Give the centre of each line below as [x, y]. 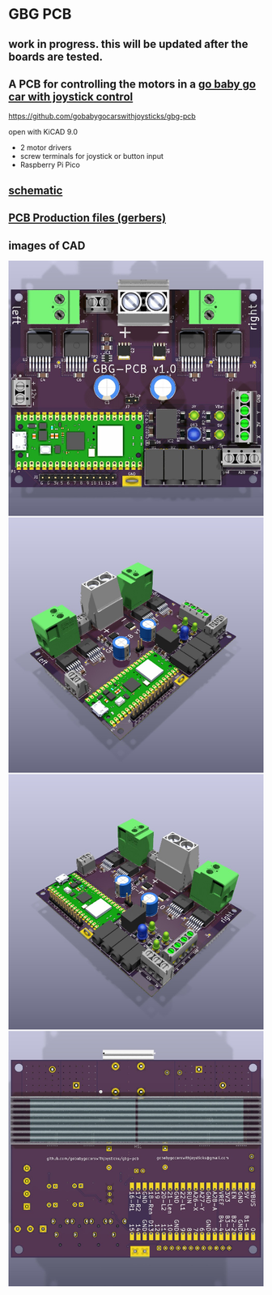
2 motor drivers [46, 147]
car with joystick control [71, 97]
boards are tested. [56, 56]
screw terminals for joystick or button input [92, 156]
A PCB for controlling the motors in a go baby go [132, 84]
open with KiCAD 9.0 [43, 132]
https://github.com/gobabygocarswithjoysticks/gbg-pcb [102, 116]
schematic [36, 190]
